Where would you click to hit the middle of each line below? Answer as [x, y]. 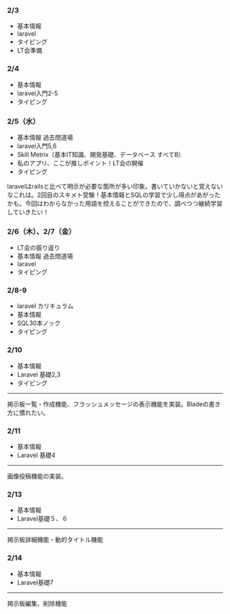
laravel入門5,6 [37, 145]
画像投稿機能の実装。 [37, 476]
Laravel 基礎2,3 [39, 374]
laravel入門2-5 [37, 93]
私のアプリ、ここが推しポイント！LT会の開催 [80, 163]
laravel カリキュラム [45, 306]
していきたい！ [28, 212]
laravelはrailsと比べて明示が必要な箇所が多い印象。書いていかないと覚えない [115, 186]
